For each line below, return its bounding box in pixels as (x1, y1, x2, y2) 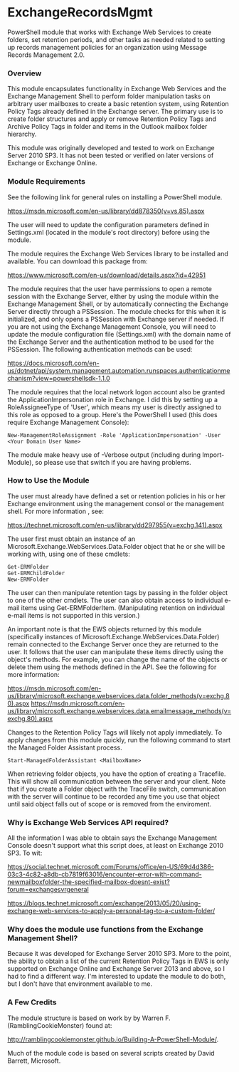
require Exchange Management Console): (7, 418, 129, 426)
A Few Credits (7, 997, 57, 1007)
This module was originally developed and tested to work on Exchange (7, 144, 215, 152)
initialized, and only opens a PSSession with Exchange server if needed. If (7, 315, 224, 323)
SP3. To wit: (7, 848, 43, 858)
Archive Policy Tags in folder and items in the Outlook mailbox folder (7, 122, 208, 131)
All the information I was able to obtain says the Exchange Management (7, 834, 218, 842)
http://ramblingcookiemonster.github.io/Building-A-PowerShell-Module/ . (7, 1035, 219, 1044)
